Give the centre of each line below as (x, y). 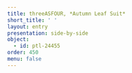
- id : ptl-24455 (37, 46)
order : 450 (23, 53)
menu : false (24, 59)
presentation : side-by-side (48, 33)
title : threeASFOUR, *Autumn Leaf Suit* (67, 14)
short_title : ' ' (32, 20)
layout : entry (28, 26)
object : (18, 40)
